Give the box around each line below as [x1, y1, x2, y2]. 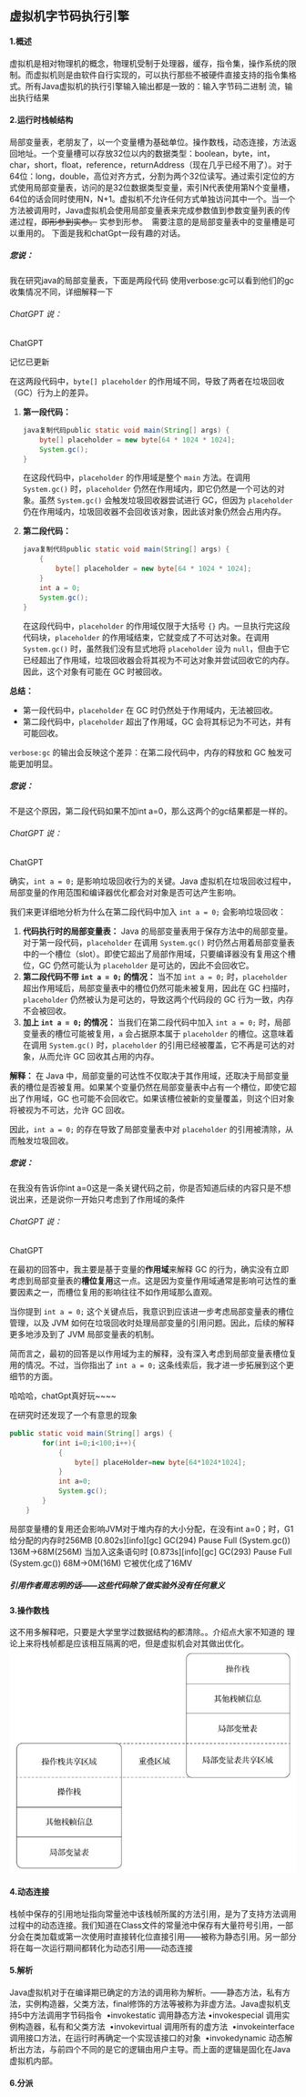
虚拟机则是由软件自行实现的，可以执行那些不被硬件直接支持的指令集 [33, 69, 289, 80]
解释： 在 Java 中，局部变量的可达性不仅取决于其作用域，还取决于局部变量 [9, 1069, 290, 1081]
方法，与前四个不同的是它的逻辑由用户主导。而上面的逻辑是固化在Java [25, 2043, 291, 2054]
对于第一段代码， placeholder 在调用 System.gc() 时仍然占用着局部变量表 [22, 936, 296, 947]
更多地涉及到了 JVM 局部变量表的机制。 [9, 1328, 159, 1339]
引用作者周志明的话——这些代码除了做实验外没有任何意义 [9, 1580, 226, 1591]
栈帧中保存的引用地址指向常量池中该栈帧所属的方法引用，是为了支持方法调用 [9, 1908, 297, 1919]
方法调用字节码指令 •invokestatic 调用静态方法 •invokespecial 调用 [30, 2010, 282, 2020]
